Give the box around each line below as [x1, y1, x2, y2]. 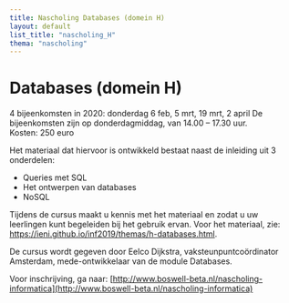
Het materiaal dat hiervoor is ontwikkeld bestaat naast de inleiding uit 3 [9, 145, 276, 156]
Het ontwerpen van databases [22, 182, 137, 193]
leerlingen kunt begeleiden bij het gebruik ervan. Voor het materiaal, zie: [9, 219, 281, 230]
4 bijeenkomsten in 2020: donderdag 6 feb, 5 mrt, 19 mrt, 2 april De [9, 108, 263, 119]
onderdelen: [9, 155, 56, 166]
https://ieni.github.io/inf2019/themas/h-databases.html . [9, 228, 218, 239]
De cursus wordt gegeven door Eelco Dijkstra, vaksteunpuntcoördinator [9, 247, 279, 258]
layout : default [9, 22, 71, 31]
